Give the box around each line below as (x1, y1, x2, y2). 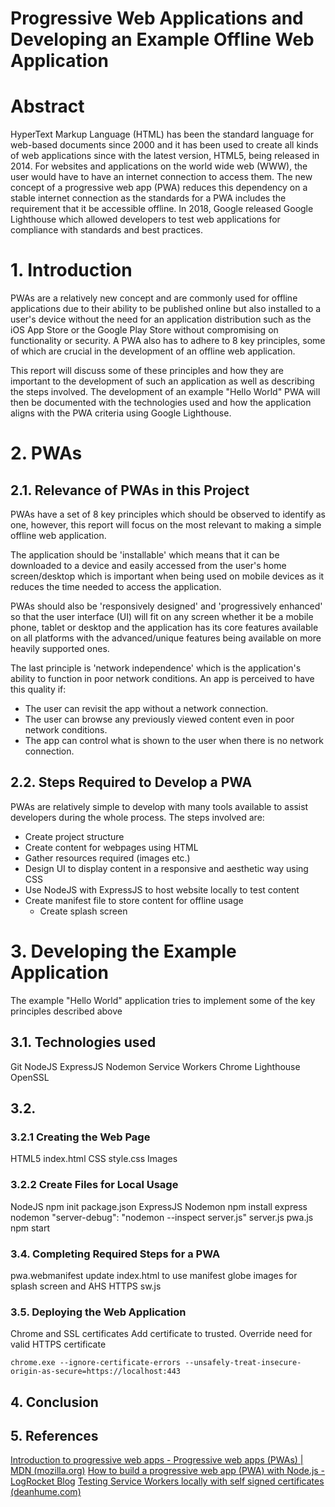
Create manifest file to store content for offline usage (24, 894, 244, 906)
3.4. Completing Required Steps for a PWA (10, 1247, 221, 1261)
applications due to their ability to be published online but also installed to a (10, 303, 322, 315)
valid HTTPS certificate (10, 1338, 107, 1351)
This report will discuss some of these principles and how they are (10, 365, 284, 377)
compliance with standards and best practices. (10, 224, 203, 236)
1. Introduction (10, 259, 133, 282)
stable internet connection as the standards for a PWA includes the (10, 192, 287, 204)
